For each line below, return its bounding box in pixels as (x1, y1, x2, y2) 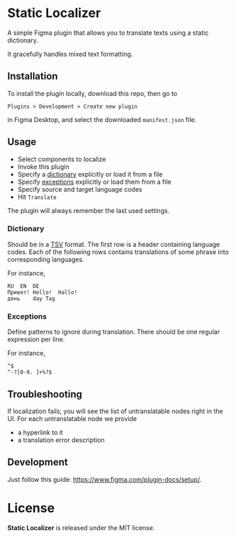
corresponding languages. (7, 255, 84, 263)
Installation (7, 70, 58, 82)
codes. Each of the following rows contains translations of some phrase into (7, 247, 229, 256)
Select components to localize (17, 155, 106, 163)
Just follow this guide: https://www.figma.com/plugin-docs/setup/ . (7, 475, 202, 483)
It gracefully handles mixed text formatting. (7, 50, 133, 58)
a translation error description (17, 435, 105, 444)
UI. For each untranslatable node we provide (7, 414, 137, 423)
